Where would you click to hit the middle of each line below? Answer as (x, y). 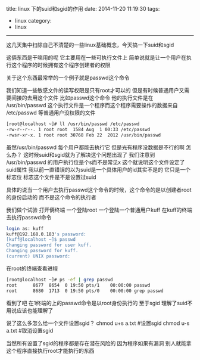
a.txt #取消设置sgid (30, 330)
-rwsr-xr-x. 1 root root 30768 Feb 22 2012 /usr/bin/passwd (84, 135)
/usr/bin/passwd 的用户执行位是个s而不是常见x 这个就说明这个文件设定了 (96, 162)
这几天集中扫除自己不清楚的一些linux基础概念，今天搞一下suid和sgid (90, 45)
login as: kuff (25, 228)
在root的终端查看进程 (32, 268)
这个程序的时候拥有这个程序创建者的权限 (61, 65)
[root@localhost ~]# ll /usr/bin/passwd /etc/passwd (73, 124)
